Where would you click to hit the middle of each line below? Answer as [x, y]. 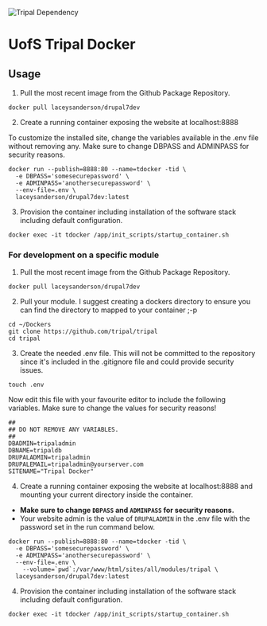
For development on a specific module [84, 255]
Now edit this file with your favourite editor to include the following [117, 400]
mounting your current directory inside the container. [106, 495]
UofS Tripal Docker [72, 45]
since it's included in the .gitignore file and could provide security [127, 362]
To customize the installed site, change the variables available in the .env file [133, 138]
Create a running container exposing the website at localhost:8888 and [136, 487]
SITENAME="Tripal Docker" [51, 471]
